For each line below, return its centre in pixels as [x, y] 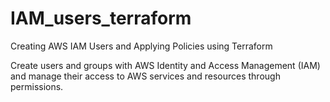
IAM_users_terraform [101, 18]
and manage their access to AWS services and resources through [145, 76]
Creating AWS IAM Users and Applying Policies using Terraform [141, 46]
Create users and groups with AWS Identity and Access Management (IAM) [165, 65]
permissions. [37, 86]
